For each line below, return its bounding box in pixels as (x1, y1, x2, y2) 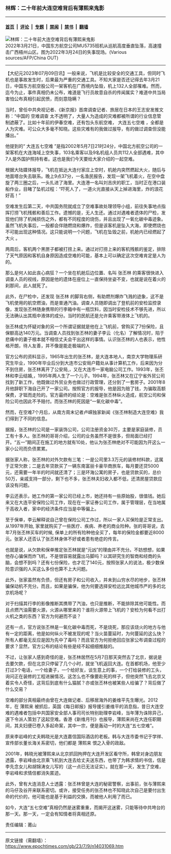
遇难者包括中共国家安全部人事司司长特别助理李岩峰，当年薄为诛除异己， (14, 710, 166, 716)
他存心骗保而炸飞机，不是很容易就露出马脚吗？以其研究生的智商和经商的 (5, 553, 157, 559)
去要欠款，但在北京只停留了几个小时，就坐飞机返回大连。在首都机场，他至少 (5, 660, 166, 666)
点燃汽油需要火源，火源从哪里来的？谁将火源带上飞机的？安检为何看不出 (9, 606, 161, 612)
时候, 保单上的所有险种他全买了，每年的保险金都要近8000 (43, 529, 164, 535)
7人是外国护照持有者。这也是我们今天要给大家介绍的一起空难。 (5, 156, 137, 162)
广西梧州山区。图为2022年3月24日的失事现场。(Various (9, 49, 127, 55)
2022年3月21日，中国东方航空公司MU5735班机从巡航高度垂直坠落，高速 (5, 42, 158, 49)
